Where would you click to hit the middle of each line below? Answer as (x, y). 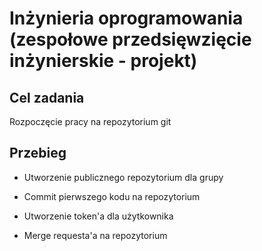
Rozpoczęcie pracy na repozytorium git (90, 121)
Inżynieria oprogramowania (126, 18)
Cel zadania (47, 97)
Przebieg (38, 153)
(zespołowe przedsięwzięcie (130, 39)
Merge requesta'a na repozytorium (95, 235)
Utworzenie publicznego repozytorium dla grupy (123, 177)
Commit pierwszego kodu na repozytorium (112, 196)
